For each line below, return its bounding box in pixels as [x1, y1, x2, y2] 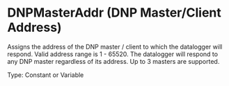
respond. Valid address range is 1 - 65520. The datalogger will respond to [7, 50, 218, 58]
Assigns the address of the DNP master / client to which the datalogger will [7, 42, 223, 51]
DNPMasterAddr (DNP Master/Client [7, 5, 221, 21]
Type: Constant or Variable [7, 71, 84, 79]
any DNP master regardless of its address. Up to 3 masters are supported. [7, 57, 220, 65]
